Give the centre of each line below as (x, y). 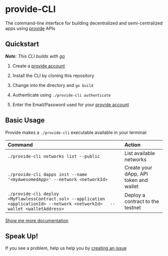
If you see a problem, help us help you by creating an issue (66, 248)
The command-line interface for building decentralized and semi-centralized (84, 23)
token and (136, 180)
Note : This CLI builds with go (35, 56)
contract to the (141, 201)
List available (139, 153)
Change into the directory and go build (53, 85)
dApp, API (136, 173)
